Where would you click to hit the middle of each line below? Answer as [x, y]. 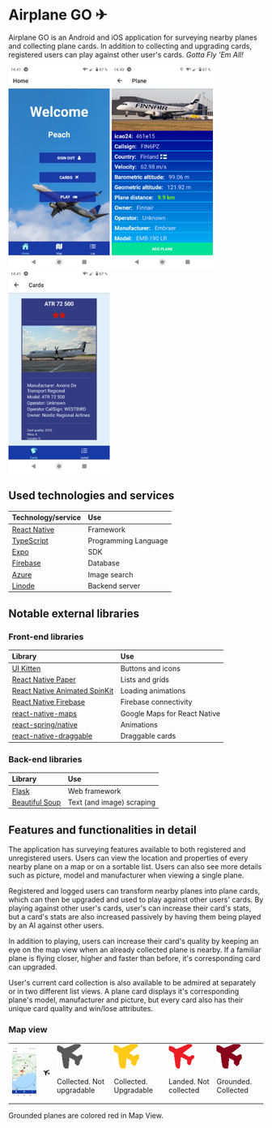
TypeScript [30, 540]
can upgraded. [33, 967]
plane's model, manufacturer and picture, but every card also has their [126, 1000]
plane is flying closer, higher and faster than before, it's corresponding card [134, 959]
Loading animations [153, 691]
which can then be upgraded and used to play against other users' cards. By [136, 900]
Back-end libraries [45, 759]
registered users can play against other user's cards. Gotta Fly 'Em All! [126, 54]
